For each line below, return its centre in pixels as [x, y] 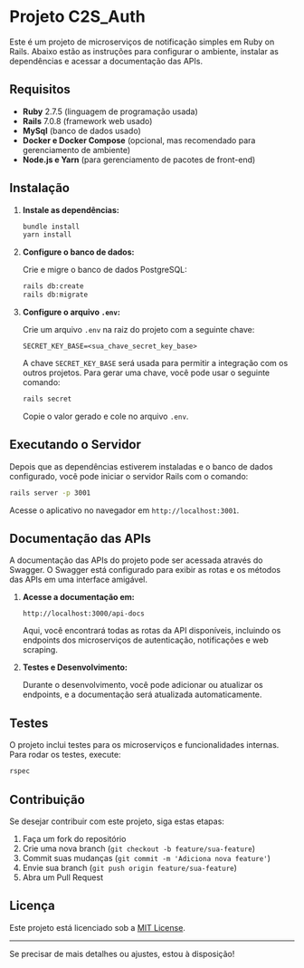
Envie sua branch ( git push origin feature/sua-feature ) [130, 867]
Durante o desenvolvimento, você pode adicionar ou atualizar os [143, 685]
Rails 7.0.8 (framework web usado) [87, 121]
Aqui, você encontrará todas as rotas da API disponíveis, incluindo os [152, 631]
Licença [33, 906]
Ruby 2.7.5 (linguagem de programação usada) [110, 111]
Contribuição [47, 799]
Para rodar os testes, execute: [65, 755]
